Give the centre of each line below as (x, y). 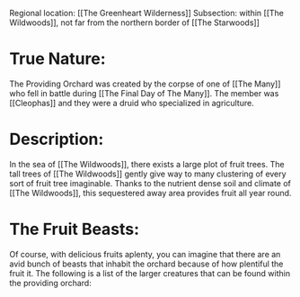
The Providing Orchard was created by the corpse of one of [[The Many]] (145, 84)
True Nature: (57, 59)
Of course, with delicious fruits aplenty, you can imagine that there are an (145, 254)
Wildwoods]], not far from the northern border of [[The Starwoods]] (135, 22)
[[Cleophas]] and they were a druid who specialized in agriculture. (132, 103)
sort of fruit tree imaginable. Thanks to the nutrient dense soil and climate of (150, 183)
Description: (57, 139)
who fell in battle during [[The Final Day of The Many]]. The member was (144, 93)
